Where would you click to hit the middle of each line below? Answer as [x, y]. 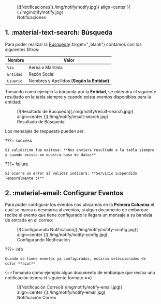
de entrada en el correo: [29, 220]
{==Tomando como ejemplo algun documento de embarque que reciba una [80, 273]
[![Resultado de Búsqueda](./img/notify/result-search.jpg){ [75, 111]
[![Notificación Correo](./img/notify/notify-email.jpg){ [70, 287]
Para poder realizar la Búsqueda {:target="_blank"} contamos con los [73, 44]
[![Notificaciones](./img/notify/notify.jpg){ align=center [72, 7]
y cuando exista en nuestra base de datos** [51, 155]
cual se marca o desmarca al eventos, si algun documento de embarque [77, 210]
